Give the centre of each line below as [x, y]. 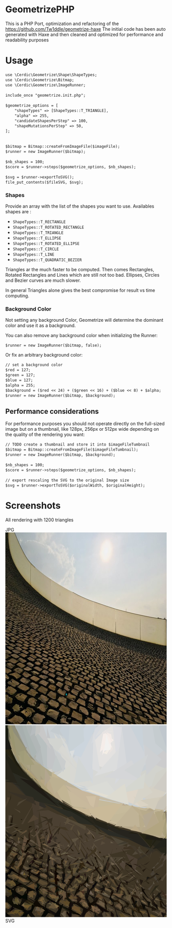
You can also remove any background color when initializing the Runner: [81, 336]
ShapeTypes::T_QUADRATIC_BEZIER [47, 260]
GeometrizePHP [40, 9]
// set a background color [34, 365]
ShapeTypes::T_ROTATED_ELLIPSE [46, 244]
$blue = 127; [19, 380]
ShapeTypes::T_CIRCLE [36, 249]
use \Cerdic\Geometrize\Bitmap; [40, 80]
